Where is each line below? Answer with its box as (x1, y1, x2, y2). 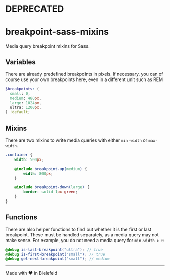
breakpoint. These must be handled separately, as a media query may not (5, 231, 159, 238)
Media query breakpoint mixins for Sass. (5, 43, 90, 49)
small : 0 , (10, 91, 30, 96)
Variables (5, 58, 36, 66)
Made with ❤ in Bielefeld (5, 270, 57, 276)
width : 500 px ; (14, 157, 44, 162)
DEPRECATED (5, 3, 64, 15)
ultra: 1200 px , (10, 105, 42, 110)
